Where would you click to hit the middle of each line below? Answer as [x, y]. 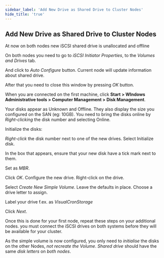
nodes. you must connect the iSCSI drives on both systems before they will [81, 226]
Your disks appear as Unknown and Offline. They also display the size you [80, 109]
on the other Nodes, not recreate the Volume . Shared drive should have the [81, 246]
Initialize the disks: [24, 129]
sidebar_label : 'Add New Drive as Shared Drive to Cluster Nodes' [74, 10]
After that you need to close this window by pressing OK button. [70, 85]
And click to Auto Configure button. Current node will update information [78, 70]
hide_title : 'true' [25, 14]
